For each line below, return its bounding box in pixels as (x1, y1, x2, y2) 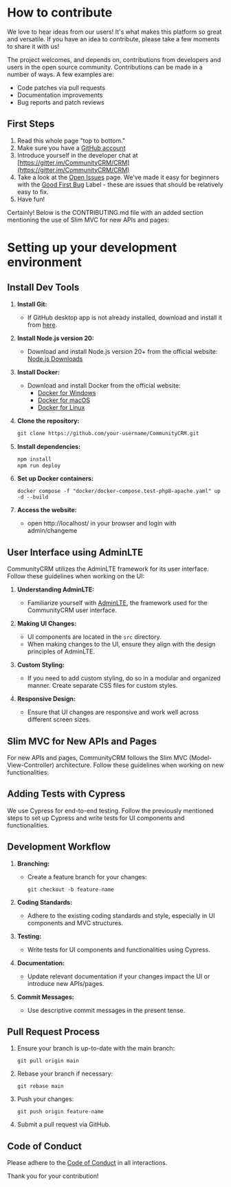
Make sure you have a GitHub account (16, 143, 126, 152)
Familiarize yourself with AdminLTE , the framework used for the (27, 599, 208, 607)
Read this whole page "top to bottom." (16, 136, 126, 145)
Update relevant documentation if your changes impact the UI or (27, 972, 210, 980)
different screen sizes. (27, 715, 91, 724)
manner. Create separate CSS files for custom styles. (27, 682, 178, 690)
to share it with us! (7, 42, 60, 50)
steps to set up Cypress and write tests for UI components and (7, 814, 185, 822)
